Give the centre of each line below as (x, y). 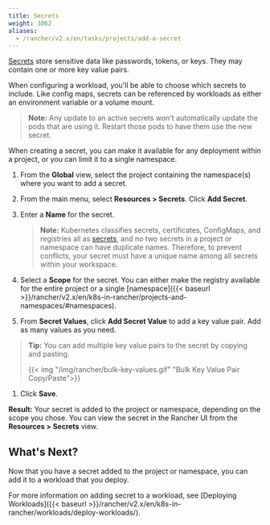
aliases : (23, 31)
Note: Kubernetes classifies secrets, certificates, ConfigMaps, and (150, 230)
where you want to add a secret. (74, 184)
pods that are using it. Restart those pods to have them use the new (140, 126)
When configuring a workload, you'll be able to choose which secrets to (127, 85)
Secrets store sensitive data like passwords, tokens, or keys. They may (125, 61)
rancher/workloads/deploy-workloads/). (74, 513)
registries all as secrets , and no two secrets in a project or (136, 239)
